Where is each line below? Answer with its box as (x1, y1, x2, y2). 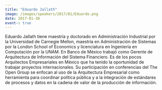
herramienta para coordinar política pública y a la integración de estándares (5, 75, 156, 80)
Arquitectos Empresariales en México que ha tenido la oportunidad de (5, 59, 144, 65)
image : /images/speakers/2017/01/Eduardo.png (5, 12, 98, 16)
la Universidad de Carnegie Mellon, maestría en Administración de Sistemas (5, 39, 156, 45)
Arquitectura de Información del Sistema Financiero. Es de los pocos (5, 54, 142, 60)
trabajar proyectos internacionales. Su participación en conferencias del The (5, 64, 158, 70)
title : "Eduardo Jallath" (5, 7, 57, 12)
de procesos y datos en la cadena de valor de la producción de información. (5, 80, 157, 86)
